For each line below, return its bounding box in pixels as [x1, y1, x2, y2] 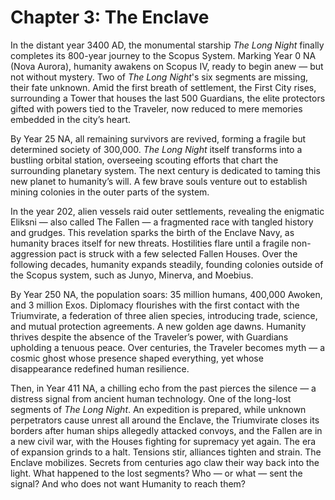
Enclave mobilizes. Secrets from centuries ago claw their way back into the [10, 456, 320, 468]
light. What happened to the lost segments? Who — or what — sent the [10, 467, 303, 479]
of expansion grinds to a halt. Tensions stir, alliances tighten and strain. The [10, 446, 322, 458]
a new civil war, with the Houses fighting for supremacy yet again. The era [10, 435, 317, 447]
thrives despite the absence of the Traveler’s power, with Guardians [10, 331, 289, 343]
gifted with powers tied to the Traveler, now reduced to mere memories [10, 102, 303, 115]
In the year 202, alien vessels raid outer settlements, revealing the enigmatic [10, 205, 325, 217]
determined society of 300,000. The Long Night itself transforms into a [10, 143, 303, 155]
